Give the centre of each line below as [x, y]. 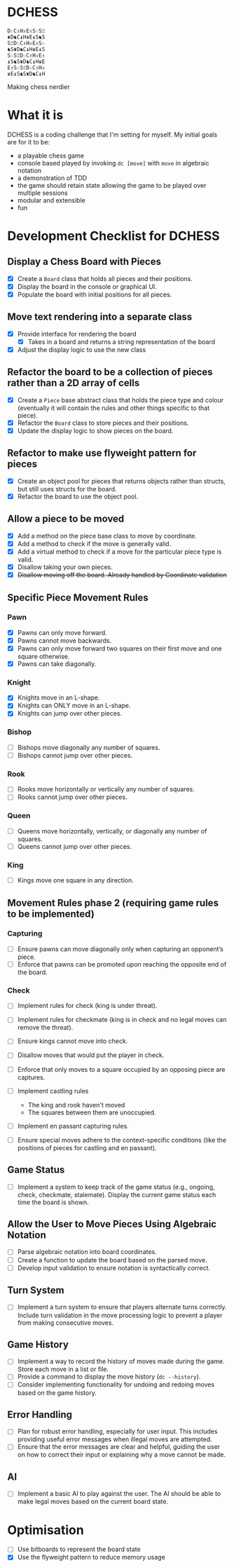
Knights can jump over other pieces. [70, 714]
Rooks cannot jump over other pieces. [72, 797]
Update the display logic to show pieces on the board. [95, 431]
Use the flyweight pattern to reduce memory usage [91, 1557]
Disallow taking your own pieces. [65, 567]
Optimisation [46, 1530]
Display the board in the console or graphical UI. [87, 286]
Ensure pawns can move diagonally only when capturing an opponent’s [121, 949]
